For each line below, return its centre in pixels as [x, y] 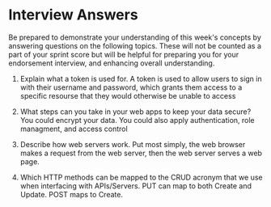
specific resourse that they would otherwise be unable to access [128, 95]
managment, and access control [74, 129]
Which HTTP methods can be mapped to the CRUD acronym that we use [141, 177]
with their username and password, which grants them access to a [131, 87]
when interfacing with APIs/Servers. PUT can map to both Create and [136, 186]
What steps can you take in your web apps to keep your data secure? [135, 112]
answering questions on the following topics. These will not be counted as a [135, 45]
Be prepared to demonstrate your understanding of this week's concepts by [135, 37]
